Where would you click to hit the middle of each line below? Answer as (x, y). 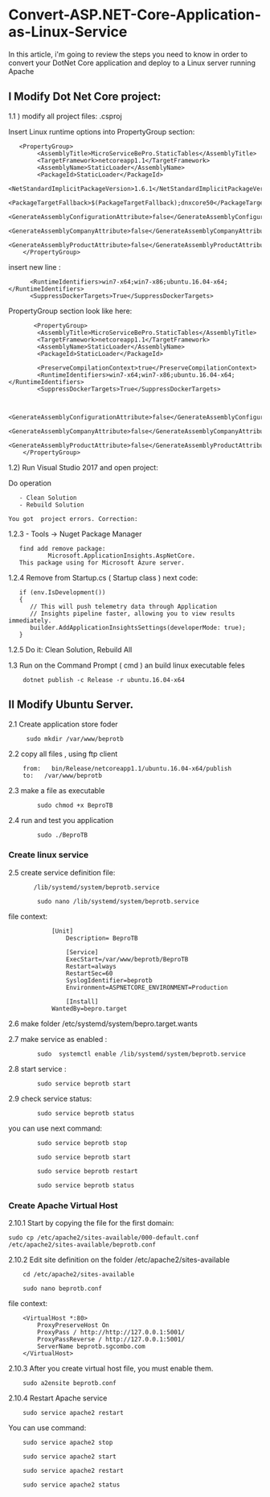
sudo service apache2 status (72, 1485)
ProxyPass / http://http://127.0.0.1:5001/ (111, 1333)
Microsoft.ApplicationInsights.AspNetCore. (122, 556)
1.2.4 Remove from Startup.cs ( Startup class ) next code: (103, 577)
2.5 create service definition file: (62, 872)
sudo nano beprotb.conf (63, 1289)
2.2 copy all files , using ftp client (63, 754)
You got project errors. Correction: (73, 519)
